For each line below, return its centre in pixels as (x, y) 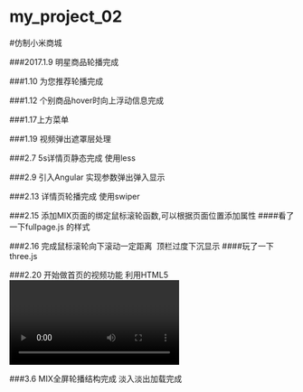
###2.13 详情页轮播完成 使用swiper (75, 196)
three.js (24, 256)
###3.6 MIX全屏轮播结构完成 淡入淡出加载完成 (96, 378)
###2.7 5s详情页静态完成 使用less (72, 158)
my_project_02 (66, 17)
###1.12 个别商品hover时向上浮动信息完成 (87, 100)
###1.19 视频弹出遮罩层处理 (60, 138)
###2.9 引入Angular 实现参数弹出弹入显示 (87, 177)
